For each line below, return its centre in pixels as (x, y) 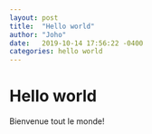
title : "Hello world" (52, 26)
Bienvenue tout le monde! (57, 121)
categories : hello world (56, 52)
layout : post (34, 18)
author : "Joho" (38, 34)
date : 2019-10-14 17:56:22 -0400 (76, 43)
